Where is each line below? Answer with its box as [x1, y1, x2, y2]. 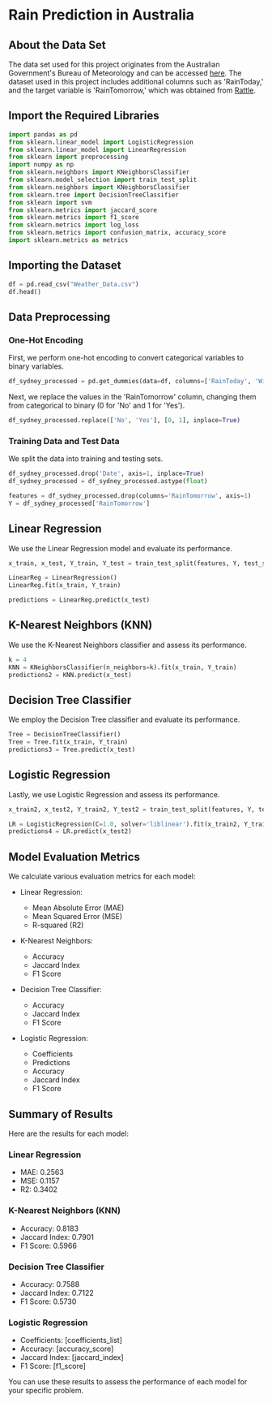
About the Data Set [8, 38, 107, 52]
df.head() [8, 287, 42, 296]
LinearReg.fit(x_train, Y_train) [8, 581, 121, 589]
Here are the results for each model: [8, 1129, 130, 1138]
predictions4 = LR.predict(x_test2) [8, 827, 132, 835]
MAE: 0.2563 [19, 1168, 65, 1177]
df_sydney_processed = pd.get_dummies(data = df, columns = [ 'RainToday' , [8, 378, 252, 386]
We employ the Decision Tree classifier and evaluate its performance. [8, 714, 240, 724]
